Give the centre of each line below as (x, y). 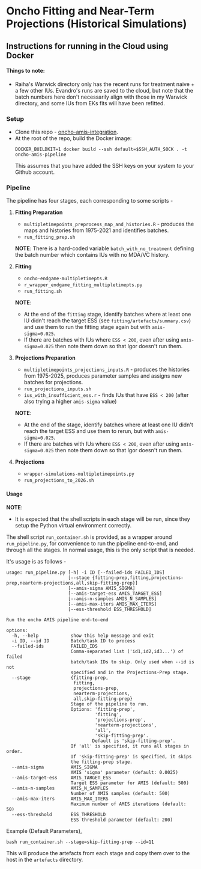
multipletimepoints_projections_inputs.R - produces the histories (107, 370)
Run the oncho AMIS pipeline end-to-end (58, 620)
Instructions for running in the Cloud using (87, 46)
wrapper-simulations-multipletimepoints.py (79, 474)
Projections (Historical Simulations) (97, 24)
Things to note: (25, 71)
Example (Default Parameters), (44, 831)
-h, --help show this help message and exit (83, 636)
